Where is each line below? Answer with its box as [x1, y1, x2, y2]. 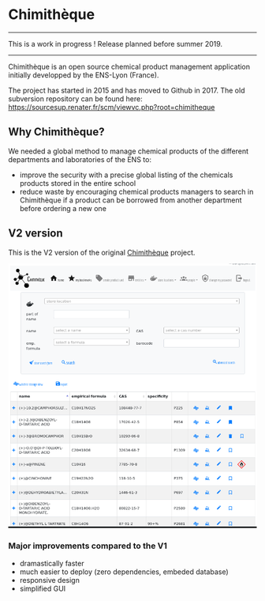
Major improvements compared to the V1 [8, 540, 168, 551]
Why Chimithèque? [8, 125, 105, 139]
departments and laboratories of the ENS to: [8, 154, 152, 164]
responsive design [19, 575, 80, 584]
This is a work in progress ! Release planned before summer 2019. [8, 39, 223, 48]
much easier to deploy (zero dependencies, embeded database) [19, 567, 229, 576]
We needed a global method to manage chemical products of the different [8, 146, 249, 156]
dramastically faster [19, 558, 84, 568]
